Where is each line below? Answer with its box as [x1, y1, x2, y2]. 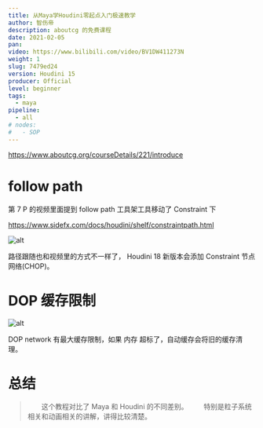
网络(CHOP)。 [8, 261, 54, 271]
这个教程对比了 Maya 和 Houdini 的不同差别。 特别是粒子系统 [41, 402, 253, 412]
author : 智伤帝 [8, 19, 54, 27]
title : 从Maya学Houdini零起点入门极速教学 [8, 11, 136, 20]
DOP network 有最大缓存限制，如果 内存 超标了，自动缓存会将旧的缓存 [8, 335, 236, 344]
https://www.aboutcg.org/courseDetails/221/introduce [8, 150, 184, 159]
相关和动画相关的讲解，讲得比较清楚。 [27, 412, 152, 421]
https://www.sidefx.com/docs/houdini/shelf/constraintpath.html [8, 220, 214, 229]
